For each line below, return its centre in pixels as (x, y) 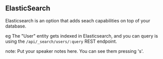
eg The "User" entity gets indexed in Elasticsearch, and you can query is (82, 36)
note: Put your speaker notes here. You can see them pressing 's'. (75, 51)
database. (16, 26)
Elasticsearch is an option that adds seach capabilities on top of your (78, 20)
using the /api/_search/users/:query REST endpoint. (61, 41)
